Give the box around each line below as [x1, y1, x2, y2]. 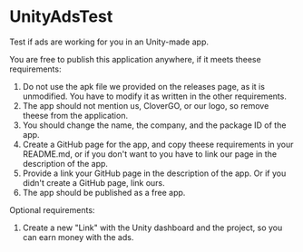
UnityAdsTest [9, 6, 113, 27]
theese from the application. [22, 110, 129, 121]
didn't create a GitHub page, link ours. [22, 177, 165, 188]
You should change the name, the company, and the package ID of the [22, 120, 287, 131]
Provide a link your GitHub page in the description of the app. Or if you [22, 168, 287, 179]
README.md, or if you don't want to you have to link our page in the [22, 148, 278, 160]
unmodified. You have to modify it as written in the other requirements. [22, 91, 288, 102]
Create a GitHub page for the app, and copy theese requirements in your [22, 139, 294, 150]
